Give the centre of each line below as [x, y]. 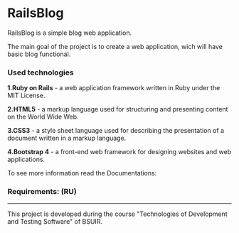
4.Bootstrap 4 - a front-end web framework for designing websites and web [119, 152]
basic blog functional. [39, 54]
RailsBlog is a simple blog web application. [70, 33]
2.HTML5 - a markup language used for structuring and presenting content [118, 109]
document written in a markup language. [67, 138]
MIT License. [26, 96]
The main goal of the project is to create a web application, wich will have [115, 46]
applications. [26, 159]
